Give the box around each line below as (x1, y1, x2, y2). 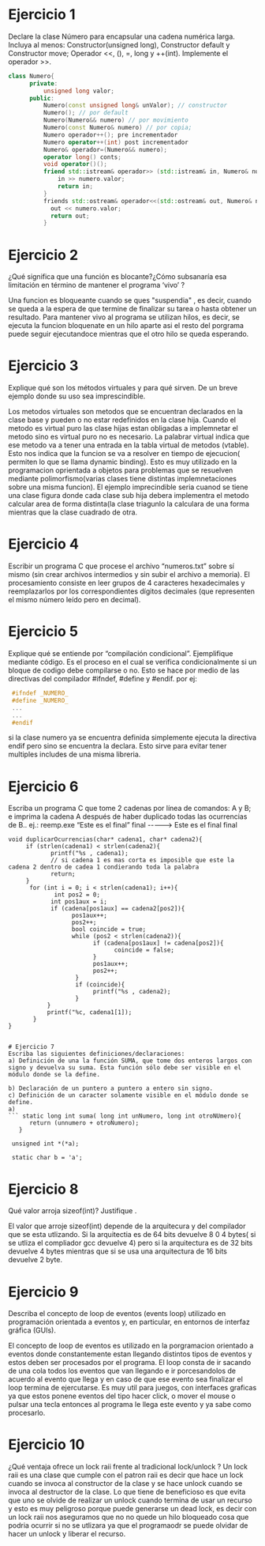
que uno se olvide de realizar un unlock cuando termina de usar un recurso (8, 1495, 252, 1505)
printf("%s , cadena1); (50, 850, 129, 858)
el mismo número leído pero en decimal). (8, 595, 141, 605)
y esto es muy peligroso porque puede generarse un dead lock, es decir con (8, 1504, 257, 1514)
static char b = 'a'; (11, 1154, 83, 1162)
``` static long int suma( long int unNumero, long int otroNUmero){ (8, 1112, 242, 1120)
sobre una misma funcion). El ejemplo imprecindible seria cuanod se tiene (8, 482, 248, 492)
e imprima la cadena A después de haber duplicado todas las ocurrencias (8, 812, 248, 821)
